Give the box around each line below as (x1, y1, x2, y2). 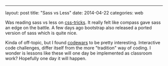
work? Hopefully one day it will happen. (5, 56, 86, 61)
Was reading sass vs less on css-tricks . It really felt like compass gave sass (5, 19, 161, 25)
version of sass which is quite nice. (5, 30, 77, 36)
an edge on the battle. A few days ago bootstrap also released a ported (5, 25, 152, 30)
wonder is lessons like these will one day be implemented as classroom (5, 50, 152, 56)
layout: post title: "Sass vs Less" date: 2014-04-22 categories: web (5, 10, 143, 15)
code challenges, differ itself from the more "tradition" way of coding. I (5, 45, 151, 51)
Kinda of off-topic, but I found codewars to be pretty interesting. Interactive (5, 40, 160, 45)
